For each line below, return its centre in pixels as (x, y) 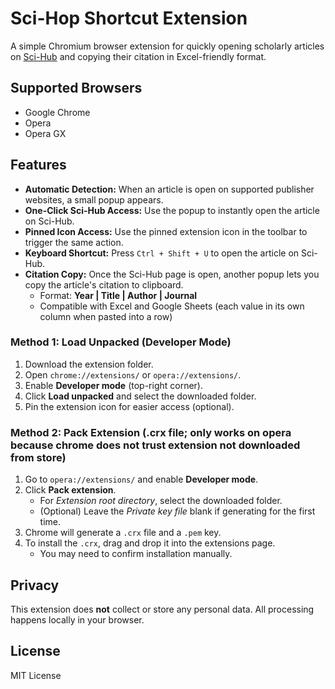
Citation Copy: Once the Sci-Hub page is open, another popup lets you (172, 274)
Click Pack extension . (70, 490)
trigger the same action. (74, 242)
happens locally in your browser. (77, 619)
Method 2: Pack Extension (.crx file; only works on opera (151, 432)
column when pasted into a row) (106, 316)
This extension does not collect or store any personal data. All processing (162, 609)
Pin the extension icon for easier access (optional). (129, 406)
